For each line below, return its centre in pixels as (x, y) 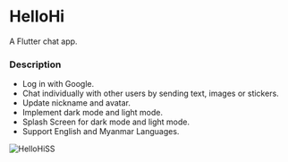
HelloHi (37, 17)
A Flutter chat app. (43, 41)
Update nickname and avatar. (76, 103)
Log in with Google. (58, 84)
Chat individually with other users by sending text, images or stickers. (150, 94)
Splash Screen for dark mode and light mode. (106, 122)
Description (35, 64)
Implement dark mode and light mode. (93, 113)
